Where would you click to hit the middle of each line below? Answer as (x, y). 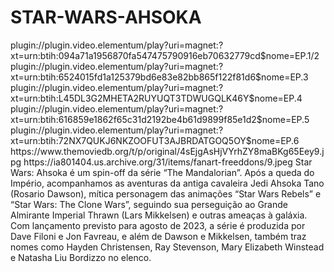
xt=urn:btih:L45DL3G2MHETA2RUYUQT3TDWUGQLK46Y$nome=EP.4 (156, 98)
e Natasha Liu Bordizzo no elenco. (81, 257)
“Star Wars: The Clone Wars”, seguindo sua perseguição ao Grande (149, 204)
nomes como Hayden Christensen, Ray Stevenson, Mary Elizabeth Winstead (167, 247)
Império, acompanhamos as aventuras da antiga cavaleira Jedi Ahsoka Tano (167, 183)
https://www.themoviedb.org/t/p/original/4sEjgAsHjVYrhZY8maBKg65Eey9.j (167, 151)
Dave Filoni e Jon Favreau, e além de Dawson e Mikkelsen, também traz (158, 236)
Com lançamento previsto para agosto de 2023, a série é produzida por (158, 225)
